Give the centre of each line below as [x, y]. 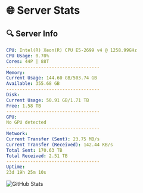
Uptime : [16, 167]
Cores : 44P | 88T [28, 61]
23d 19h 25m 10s [26, 173]
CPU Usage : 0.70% [28, 56]
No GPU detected [26, 122]
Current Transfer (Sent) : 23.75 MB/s [53, 139]
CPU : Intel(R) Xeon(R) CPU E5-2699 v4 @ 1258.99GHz [71, 50]
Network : [17, 134]
